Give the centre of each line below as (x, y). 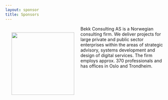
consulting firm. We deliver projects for (121, 34)
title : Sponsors (22, 14)
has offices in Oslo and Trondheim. (117, 66)
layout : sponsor (22, 10)
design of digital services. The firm (117, 55)
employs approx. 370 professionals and (121, 60)
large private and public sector (112, 39)
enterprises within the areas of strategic (122, 44)
